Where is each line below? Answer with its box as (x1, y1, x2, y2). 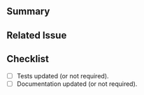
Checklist (6, 53, 50, 65)
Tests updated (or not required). (16, 71, 109, 80)
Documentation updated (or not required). (16, 80, 138, 88)
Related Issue (6, 29, 67, 41)
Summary (6, 6, 50, 17)
